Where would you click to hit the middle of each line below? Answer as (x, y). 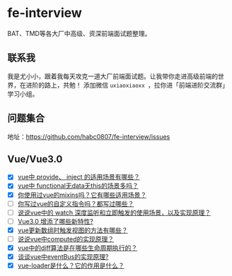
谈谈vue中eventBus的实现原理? (63, 256)
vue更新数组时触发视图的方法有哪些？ (73, 230)
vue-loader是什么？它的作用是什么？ (71, 265)
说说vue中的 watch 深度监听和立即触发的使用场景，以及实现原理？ (114, 212)
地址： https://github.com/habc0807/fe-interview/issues (89, 136)
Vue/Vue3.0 (35, 159)
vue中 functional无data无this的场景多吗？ (78, 186)
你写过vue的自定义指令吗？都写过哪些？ (76, 203)
